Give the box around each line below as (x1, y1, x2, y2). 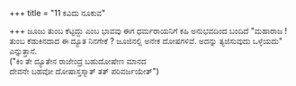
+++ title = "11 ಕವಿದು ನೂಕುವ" (9, 8, 106, 18)
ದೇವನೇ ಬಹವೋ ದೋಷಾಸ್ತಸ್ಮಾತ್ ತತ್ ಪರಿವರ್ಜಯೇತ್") (9, 66, 160, 76)
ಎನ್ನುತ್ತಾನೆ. (9, 46, 38, 56)
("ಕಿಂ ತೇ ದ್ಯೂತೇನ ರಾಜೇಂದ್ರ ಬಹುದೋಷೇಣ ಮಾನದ (9, 56, 147, 66)
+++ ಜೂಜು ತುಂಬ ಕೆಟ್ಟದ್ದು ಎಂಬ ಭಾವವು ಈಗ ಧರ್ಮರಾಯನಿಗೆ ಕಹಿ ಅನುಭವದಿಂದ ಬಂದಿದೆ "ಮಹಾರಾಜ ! (9, 26, 288, 36)
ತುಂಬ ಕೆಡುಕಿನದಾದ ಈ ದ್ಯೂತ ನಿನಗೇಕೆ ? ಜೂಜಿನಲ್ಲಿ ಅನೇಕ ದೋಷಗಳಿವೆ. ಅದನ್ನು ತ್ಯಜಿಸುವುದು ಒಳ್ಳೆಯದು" (9, 36, 283, 46)
